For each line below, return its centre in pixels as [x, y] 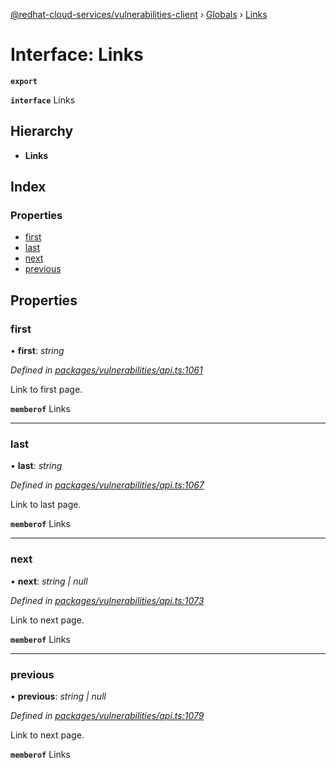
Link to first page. [46, 390]
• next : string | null [49, 581]
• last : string [36, 466]
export [24, 81]
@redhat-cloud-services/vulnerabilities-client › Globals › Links [139, 14]
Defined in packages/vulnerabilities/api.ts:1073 [107, 600]
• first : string [37, 351]
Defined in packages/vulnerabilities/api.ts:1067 [107, 485]
